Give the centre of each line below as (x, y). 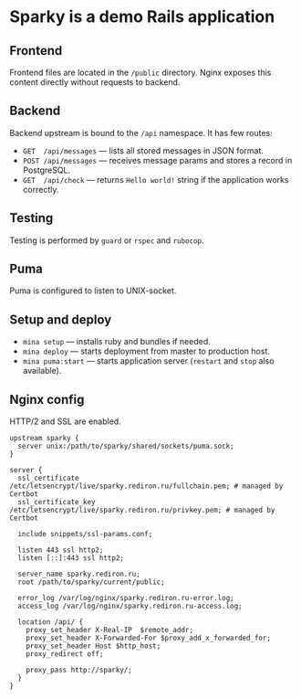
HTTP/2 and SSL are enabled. (65, 421)
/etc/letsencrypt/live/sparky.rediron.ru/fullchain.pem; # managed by (146, 486)
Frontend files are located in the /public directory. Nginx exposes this (140, 72)
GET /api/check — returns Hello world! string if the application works (156, 179)
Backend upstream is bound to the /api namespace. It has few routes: (141, 132)
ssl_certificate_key (57, 503)
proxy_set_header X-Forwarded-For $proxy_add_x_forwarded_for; (149, 638)
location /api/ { (51, 622)
